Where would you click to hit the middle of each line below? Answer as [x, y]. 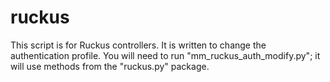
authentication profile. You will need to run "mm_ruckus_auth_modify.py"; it [165, 55]
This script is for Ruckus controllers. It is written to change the [138, 45]
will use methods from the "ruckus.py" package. [110, 66]
